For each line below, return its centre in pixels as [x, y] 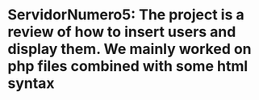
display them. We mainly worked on [129, 49]
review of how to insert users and [122, 32]
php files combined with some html [128, 67]
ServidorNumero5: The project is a [126, 15]
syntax [31, 83]
